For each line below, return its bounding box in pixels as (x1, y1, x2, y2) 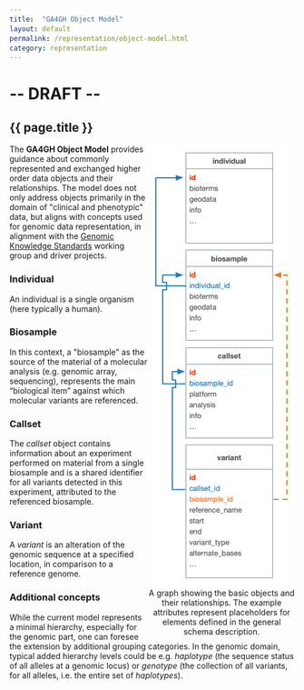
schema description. (182, 626, 260, 637)
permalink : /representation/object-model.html (9, 34, 189, 43)
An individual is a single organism (9, 294, 134, 305)
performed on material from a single (9, 457, 144, 468)
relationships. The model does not (9, 183, 137, 194)
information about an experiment (9, 448, 132, 459)
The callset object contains (9, 438, 112, 449)
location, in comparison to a (9, 559, 113, 570)
